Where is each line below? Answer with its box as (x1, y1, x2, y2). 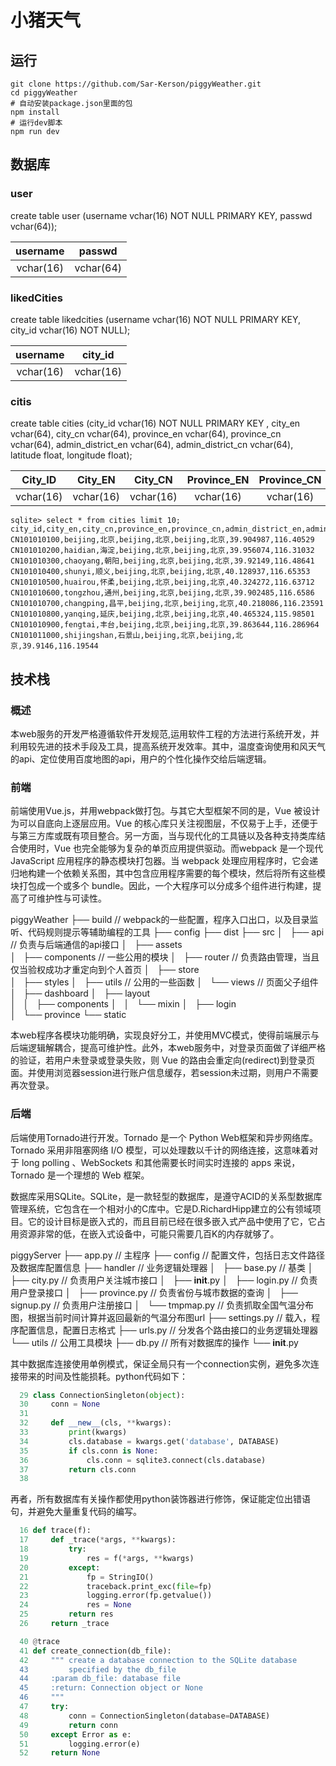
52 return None (19, 1748, 101, 1758)
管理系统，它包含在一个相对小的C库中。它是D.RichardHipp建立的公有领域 (10, 1202, 313, 1215)
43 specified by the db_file (19, 1664, 177, 1675)
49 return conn (19, 1720, 118, 1730)
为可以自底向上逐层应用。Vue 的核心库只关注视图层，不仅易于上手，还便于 (10, 817, 319, 830)
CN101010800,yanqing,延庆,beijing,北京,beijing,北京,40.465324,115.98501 (10, 609, 315, 620)
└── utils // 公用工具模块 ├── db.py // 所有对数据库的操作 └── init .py (10, 1336, 299, 1348)
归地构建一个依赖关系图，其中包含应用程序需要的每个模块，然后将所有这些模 (10, 867, 326, 880)
